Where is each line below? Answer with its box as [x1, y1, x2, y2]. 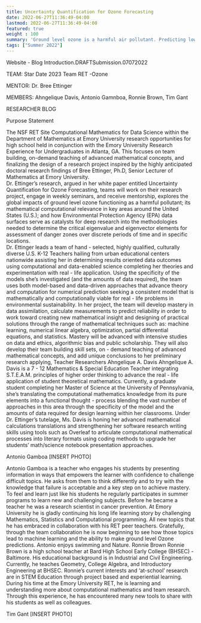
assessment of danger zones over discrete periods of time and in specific [6, 231, 188, 238]
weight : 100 [6, 31, 39, 37]
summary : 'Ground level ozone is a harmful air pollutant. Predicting [6, 37, 186, 43]
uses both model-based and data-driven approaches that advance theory [6, 282, 188, 289]
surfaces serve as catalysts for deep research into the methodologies [6, 217, 178, 225]
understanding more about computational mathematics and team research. [6, 586, 191, 593]
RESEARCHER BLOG [6, 105, 57, 112]
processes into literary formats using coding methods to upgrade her [6, 435, 176, 442]
